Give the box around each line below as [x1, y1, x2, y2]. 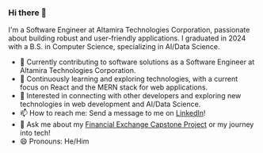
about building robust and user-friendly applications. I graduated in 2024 [8, 33, 246, 43]
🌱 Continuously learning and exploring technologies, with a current [19, 75, 238, 84]
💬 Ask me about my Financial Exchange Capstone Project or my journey [19, 120, 254, 129]
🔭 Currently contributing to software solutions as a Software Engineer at [19, 57, 255, 67]
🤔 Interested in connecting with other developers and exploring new [19, 91, 242, 101]
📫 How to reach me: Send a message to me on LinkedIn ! [19, 109, 206, 118]
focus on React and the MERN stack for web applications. [19, 82, 208, 92]
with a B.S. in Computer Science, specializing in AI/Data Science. [8, 42, 220, 52]
